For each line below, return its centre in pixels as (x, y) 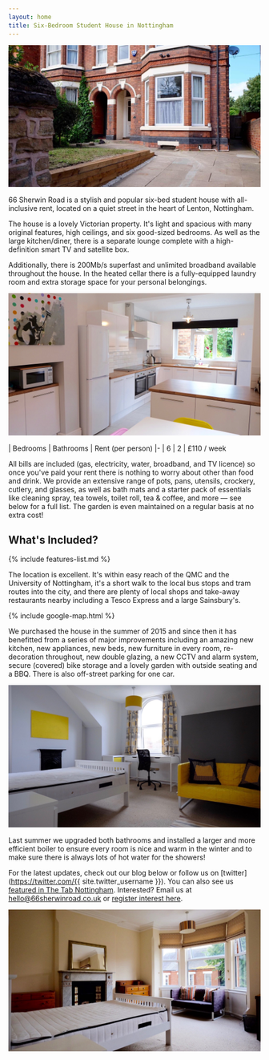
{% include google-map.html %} (62, 616)
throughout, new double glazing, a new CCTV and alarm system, (152, 657)
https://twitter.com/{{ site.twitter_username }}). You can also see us (122, 881)
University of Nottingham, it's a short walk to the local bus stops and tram (130, 583)
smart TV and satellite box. (85, 249)
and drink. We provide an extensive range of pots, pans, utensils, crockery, (132, 480)
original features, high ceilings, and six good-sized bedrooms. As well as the (134, 232)
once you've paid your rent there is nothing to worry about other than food (131, 472)
